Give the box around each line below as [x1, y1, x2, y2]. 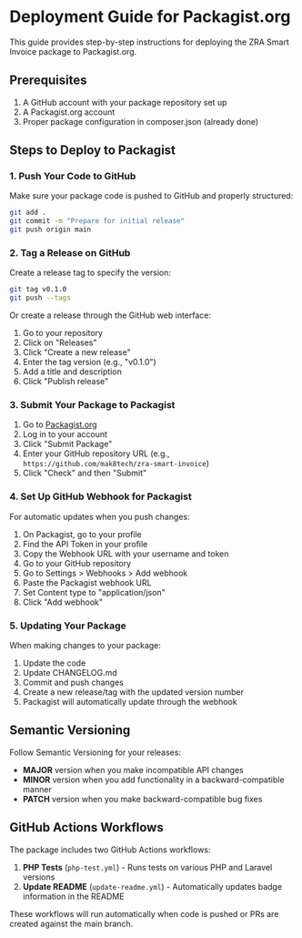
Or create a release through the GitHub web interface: [9, 310, 212, 321]
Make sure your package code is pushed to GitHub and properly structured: [9, 190, 294, 201]
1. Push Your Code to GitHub [9, 170, 136, 183]
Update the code [22, 658, 86, 668]
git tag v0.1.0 [9, 285, 67, 294]
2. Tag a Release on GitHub [9, 246, 131, 259]
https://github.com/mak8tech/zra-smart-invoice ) [22, 458, 210, 469]
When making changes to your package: [9, 640, 162, 650]
